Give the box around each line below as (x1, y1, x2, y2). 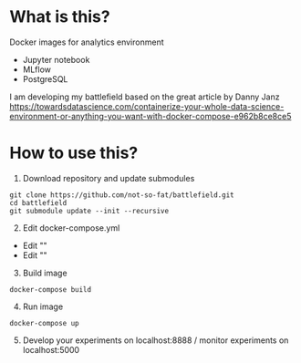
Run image (22, 301, 64, 312)
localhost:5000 (22, 344, 80, 355)
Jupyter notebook (22, 54, 90, 65)
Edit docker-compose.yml (22, 222, 120, 233)
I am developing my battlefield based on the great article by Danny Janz (9, 91, 280, 102)
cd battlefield (9, 198, 67, 207)
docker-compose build (9, 285, 92, 294)
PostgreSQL (22, 73, 68, 84)
